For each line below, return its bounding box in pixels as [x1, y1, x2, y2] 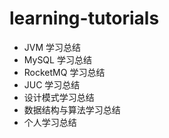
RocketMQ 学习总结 [23, 66, 106, 78]
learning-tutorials [9, 7, 160, 30]
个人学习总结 [23, 116, 77, 128]
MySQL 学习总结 [23, 53, 92, 66]
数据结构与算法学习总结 [23, 103, 121, 116]
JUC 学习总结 [23, 78, 81, 91]
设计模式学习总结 [23, 91, 95, 103]
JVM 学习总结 [23, 41, 82, 53]
